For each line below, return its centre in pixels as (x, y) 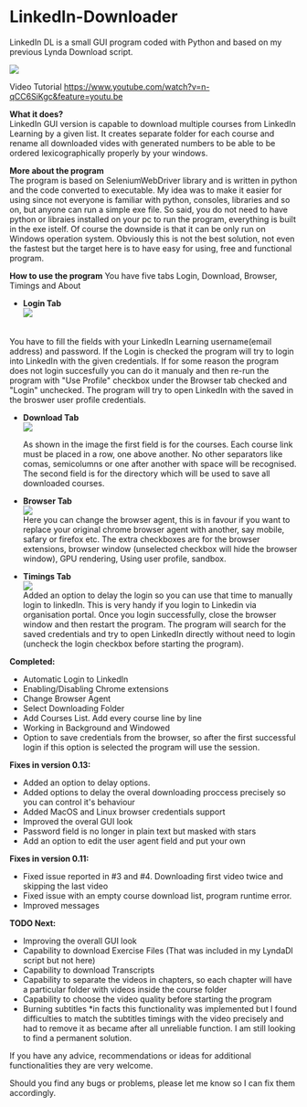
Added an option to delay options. (86, 782)
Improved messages (61, 905)
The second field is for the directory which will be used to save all (146, 474)
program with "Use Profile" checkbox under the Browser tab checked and (148, 380)
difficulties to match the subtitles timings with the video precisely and (153, 1018)
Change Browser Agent (67, 698)
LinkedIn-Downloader (94, 17)
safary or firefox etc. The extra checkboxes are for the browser (141, 539)
